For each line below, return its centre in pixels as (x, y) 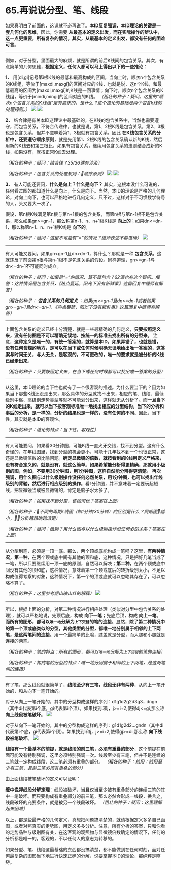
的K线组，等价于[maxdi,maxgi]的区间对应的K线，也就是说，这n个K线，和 (81, 84)
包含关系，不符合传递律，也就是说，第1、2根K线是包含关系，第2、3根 (92, 126)
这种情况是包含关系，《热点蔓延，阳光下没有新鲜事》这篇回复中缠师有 (86, 283)
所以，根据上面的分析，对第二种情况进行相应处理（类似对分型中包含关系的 (83, 609)
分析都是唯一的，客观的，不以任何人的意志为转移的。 (61, 838)
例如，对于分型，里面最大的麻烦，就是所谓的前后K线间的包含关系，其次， (82, 60)
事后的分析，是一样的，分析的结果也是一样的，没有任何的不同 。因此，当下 (83, 413)
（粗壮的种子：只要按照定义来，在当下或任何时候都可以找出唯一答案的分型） (85, 371)
